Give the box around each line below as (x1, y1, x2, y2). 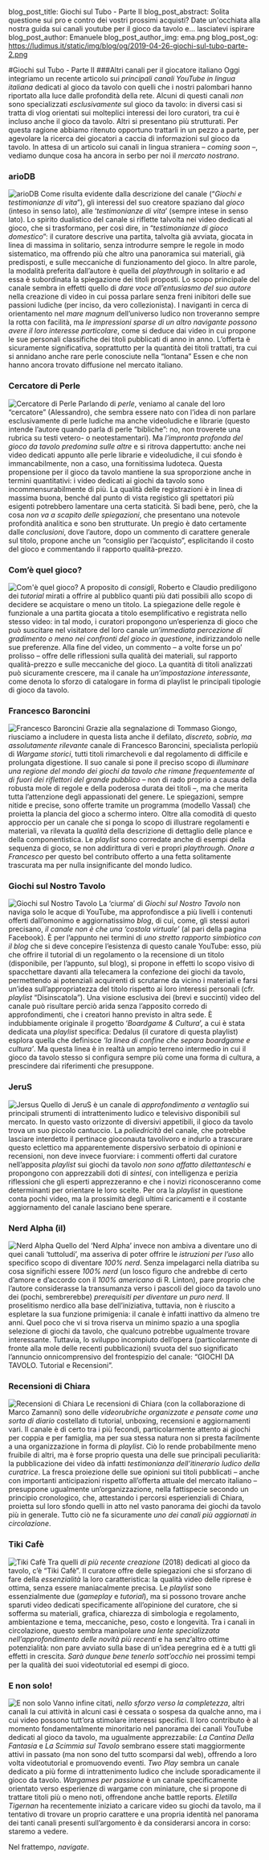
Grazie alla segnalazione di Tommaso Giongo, (85, 724, 238, 734)
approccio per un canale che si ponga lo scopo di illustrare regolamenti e (8, 817, 251, 828)
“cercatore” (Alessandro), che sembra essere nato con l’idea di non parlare (8, 407, 256, 417)
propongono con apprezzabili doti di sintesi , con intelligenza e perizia (8, 1168, 238, 1178)
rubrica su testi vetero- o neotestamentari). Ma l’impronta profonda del (8, 432, 243, 442)
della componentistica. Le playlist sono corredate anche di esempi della (8, 835, 247, 845)
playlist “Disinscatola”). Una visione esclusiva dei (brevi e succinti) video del (8, 993, 261, 1002)
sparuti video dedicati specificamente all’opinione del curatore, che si (8, 1600, 238, 1610)
